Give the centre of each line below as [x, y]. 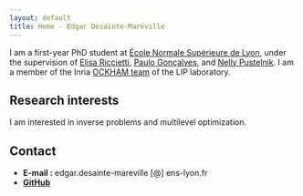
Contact [33, 151]
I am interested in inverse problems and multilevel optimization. [128, 122]
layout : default [40, 18]
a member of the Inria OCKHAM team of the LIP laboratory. [120, 72]
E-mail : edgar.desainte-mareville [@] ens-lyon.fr [115, 173]
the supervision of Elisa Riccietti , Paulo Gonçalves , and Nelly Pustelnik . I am [152, 62]
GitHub [37, 182]
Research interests [64, 100]
